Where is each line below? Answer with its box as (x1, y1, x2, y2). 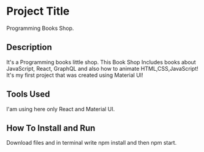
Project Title (6, 4, 70, 18)
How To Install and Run (6, 123, 96, 133)
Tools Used (6, 89, 50, 100)
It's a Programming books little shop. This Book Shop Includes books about (6, 58, 196, 65)
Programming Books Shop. (6, 24, 75, 32)
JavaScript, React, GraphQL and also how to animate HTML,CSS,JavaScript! (6, 65, 199, 72)
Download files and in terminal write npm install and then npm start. (6, 139, 177, 147)
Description (6, 42, 52, 52)
